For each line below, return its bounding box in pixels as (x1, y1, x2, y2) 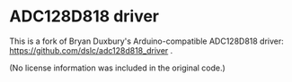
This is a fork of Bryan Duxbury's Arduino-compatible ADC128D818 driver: (9, 36, 285, 46)
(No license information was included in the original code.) (9, 62, 226, 73)
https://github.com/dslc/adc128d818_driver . (9, 45, 173, 55)
